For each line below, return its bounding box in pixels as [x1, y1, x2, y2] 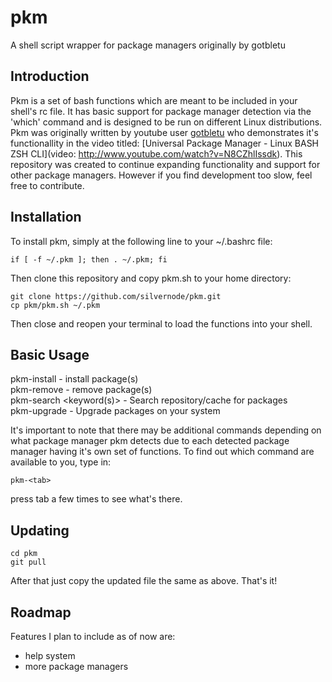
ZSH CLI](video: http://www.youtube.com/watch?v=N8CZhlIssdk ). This [10, 147, 303, 160]
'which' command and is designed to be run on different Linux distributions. [10, 116, 323, 128]
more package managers [24, 661, 129, 672]
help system [24, 650, 76, 661]
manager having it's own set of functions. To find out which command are [10, 446, 315, 458]
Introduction [10, 68, 90, 85]
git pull [10, 557, 47, 568]
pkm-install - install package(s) [10, 373, 139, 385]
